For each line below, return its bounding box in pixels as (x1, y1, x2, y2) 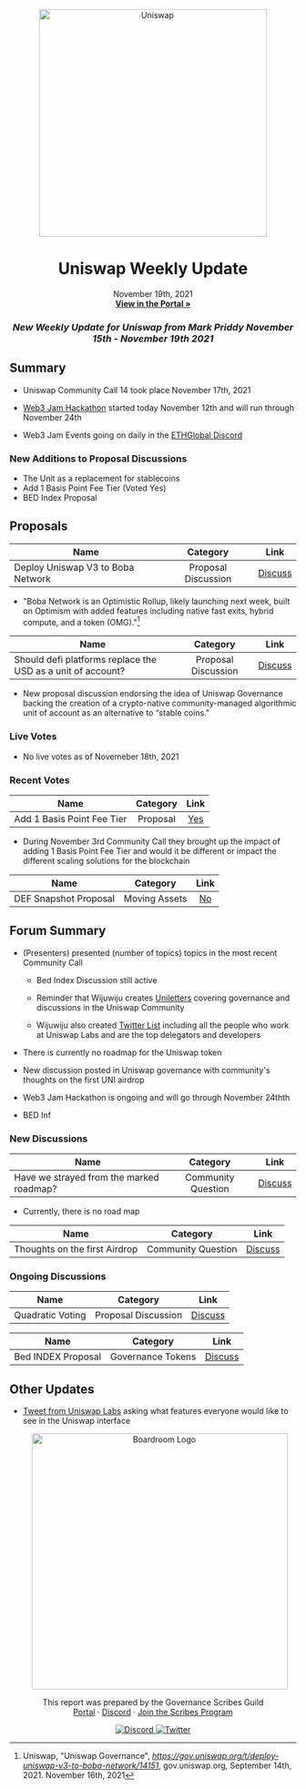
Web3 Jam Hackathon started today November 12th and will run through (22, 402, 294, 413)
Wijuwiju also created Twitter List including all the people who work (36, 1020, 290, 1031)
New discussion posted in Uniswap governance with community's (22, 1064, 270, 1075)
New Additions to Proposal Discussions (9, 452, 188, 464)
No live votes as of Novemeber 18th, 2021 (22, 751, 179, 762)
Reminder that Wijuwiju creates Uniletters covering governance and (36, 992, 291, 1003)
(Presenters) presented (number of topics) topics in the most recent (22, 947, 278, 958)
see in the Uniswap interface (22, 1416, 131, 1427)
